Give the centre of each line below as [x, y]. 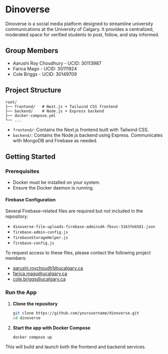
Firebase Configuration [30, 199]
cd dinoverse [27, 318]
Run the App [21, 292]
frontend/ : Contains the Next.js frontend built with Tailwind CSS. [81, 129]
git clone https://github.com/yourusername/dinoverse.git [76, 313]
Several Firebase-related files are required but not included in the [74, 211]
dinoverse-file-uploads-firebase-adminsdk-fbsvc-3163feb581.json [84, 227]
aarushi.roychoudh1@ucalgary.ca [48, 268]
